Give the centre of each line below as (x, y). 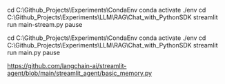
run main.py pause (34, 52)
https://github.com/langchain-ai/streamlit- (67, 66)
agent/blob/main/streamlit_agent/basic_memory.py (80, 73)
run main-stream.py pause (45, 24)
